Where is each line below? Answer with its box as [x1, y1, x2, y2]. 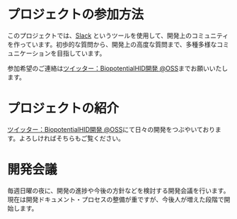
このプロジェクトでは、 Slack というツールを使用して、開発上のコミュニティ [7, 31, 229, 40]
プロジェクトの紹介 [7, 101, 120, 117]
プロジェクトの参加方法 [7, 6, 144, 23]
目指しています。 [56, 49, 106, 57]
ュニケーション [7, 49, 51, 57]
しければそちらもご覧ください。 [31, 134, 125, 142]
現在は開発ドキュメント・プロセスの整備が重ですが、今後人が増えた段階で [7, 195, 224, 203]
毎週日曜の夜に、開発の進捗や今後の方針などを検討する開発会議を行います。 [7, 186, 230, 195]
